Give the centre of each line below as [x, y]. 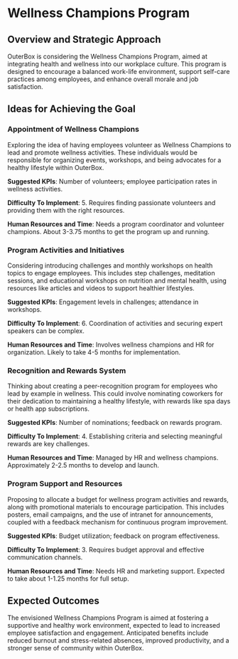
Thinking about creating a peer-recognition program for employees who [113, 386]
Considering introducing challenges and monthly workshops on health [110, 265]
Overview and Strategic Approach [84, 39]
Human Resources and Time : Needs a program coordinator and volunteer [116, 224]
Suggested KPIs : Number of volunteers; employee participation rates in [112, 181]
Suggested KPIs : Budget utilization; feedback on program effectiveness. [114, 536]
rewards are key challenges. [49, 444]
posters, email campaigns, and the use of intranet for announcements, [110, 515]
